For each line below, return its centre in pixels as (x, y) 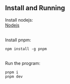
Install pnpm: (18, 40)
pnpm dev (14, 76)
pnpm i (12, 72)
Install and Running (35, 8)
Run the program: (23, 63)
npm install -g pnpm (26, 49)
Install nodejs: (19, 20)
